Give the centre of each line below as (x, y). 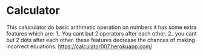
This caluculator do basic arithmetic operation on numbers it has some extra (101, 27)
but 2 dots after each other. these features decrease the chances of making (101, 40)
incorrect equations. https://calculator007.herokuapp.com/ (79, 46)
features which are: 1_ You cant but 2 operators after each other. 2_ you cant (101, 33)
